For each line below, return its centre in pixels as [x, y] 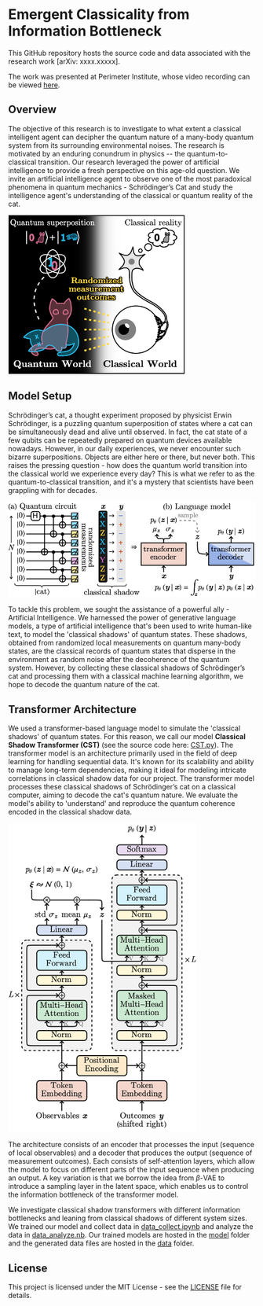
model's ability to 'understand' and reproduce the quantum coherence [122, 804]
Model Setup [40, 396]
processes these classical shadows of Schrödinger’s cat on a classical [122, 787]
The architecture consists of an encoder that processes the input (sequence [131, 1145]
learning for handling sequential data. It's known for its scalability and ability [131, 762]
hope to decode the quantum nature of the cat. [84, 685]
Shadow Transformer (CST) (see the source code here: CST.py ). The [121, 745]
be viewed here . [34, 85]
